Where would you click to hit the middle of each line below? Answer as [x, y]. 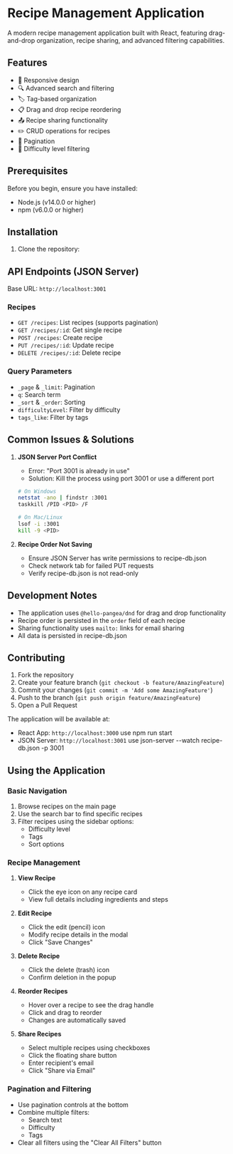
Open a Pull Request [48, 705]
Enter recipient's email [61, 1063]
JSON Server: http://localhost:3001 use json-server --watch [109, 741]
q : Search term [39, 394]
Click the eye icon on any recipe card [82, 892]
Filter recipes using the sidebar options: [76, 822]
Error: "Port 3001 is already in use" [79, 470]
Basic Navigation [37, 790]
